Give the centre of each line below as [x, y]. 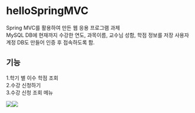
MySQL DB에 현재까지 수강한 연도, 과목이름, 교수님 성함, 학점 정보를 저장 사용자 [98, 35]
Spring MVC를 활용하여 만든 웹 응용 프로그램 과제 [63, 28]
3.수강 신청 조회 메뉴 [30, 93]
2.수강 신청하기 [24, 85]
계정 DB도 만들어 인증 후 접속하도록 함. [51, 42]
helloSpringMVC [47, 11]
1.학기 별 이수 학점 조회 [32, 78]
